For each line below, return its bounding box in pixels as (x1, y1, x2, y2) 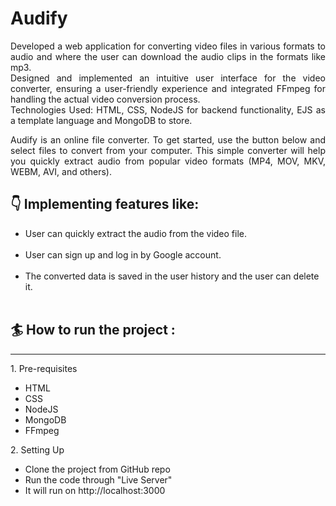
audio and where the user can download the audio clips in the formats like (10, 50, 326, 62)
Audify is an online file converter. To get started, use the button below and (10, 133, 326, 146)
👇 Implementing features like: (10, 196, 200, 213)
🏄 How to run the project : (10, 322, 176, 339)
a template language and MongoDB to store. (10, 114, 193, 126)
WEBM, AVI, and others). (10, 165, 112, 177)
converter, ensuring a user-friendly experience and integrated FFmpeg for (10, 82, 326, 94)
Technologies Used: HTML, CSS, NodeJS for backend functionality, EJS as (10, 103, 326, 116)
